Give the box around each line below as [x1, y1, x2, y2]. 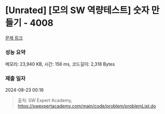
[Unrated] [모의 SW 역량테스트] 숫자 [5, 5, 149, 16]
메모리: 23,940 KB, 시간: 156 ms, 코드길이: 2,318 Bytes [5, 61, 115, 67]
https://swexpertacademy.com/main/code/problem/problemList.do [17, 103, 156, 109]
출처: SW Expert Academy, [17, 97, 72, 103]
